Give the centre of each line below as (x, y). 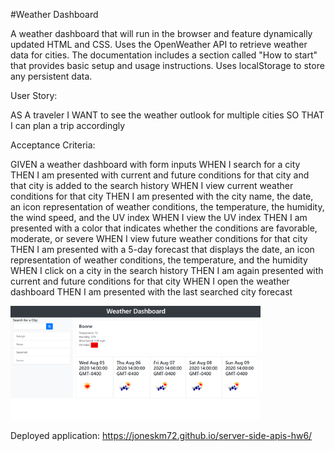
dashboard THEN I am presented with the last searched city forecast (151, 292)
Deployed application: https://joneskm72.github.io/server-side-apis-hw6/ (161, 435)
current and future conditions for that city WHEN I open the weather (150, 281)
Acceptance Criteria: (53, 145)
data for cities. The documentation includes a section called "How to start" (164, 55)
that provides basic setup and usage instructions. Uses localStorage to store (167, 65)
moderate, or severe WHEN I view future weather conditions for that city (159, 238)
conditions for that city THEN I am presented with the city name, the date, (162, 196)
